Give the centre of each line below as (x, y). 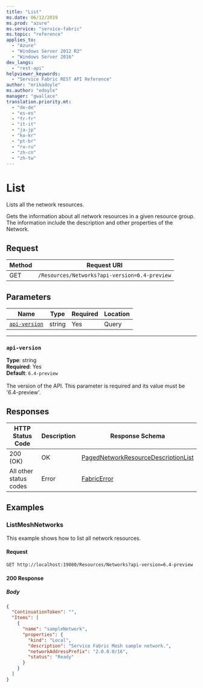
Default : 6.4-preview (32, 373)
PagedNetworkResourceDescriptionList (137, 458)
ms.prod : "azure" (28, 23)
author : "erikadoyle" (34, 85)
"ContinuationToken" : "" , (44, 612)
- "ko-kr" (24, 136)
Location (117, 314)
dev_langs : (20, 62)
